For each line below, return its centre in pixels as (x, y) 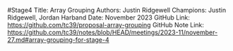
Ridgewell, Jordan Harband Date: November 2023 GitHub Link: (99, 17)
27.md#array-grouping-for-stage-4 (58, 40)
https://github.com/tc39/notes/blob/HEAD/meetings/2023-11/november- (113, 32)
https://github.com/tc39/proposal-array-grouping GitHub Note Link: (106, 25)
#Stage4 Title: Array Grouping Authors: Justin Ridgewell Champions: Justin (117, 10)
